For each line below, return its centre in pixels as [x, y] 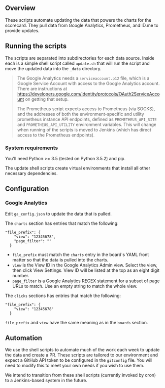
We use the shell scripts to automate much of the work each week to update [82, 350]
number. [21, 275]
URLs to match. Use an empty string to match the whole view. [75, 286]
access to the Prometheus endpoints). [56, 135]
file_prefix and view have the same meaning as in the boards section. [77, 322]
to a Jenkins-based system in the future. [46, 381]
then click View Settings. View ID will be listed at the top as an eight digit [86, 270]
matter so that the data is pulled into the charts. [60, 259]
